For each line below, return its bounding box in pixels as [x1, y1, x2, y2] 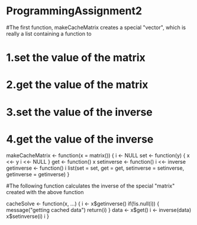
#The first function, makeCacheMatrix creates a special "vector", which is [6, 24, 186, 31]
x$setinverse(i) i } [6, 213, 49, 220]
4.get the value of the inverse [6, 132, 154, 146]
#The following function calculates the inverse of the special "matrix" [6, 182, 175, 189]
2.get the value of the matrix [6, 78, 148, 91]
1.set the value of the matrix [6, 51, 146, 65]
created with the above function [6, 189, 84, 196]
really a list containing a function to [6, 30, 92, 37]
